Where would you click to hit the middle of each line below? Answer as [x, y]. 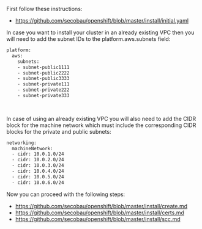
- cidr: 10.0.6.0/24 [38, 183]
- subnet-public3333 [43, 79]
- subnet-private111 [43, 84]
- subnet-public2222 [43, 73]
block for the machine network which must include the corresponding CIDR [101, 125]
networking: [21, 143]
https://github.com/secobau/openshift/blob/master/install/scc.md [98, 219]
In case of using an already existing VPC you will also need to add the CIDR [101, 118]
